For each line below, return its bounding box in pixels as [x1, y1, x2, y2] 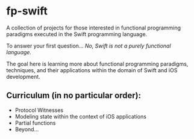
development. [6, 73, 40, 80]
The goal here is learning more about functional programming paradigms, [6, 60, 189, 67]
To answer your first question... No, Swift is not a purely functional [6, 42, 171, 49]
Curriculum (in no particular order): [6, 90, 142, 100]
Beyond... [14, 125, 39, 133]
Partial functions [14, 119, 56, 126]
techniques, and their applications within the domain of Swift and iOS [6, 66, 178, 73]
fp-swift [6, 4, 48, 18]
